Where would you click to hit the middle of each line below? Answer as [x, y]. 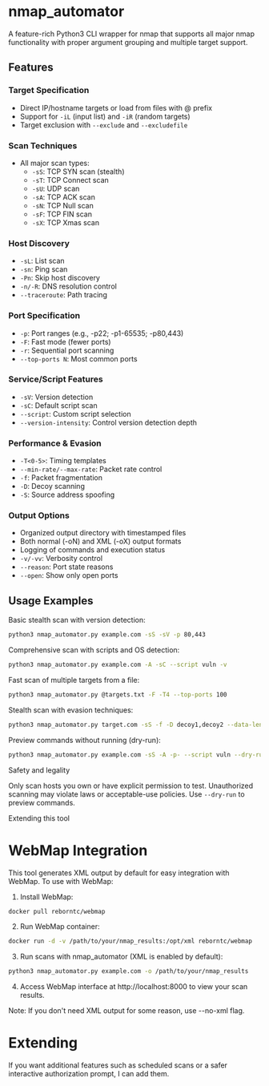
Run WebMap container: [60, 927]
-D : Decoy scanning [52, 486]
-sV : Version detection [56, 397]
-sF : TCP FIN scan [62, 214]
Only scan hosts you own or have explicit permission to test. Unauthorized [131, 785]
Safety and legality [39, 770]
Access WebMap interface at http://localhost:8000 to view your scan [134, 987]
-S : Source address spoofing [67, 495]
